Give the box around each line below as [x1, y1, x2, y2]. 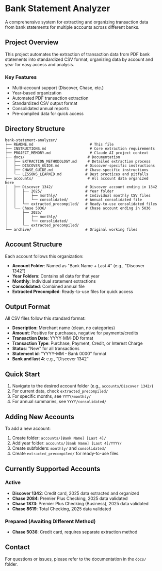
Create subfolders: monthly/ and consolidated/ [12, 445, 106, 451]
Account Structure [5, 240, 63, 249]
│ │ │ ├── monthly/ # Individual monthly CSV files [5, 193, 151, 198]
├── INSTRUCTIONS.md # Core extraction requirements [5, 146, 155, 151]
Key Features [5, 74, 37, 80]
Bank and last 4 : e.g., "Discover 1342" [12, 356, 89, 362]
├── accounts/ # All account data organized [5, 176, 149, 181]
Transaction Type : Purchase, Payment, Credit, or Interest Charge [12, 340, 143, 346]
